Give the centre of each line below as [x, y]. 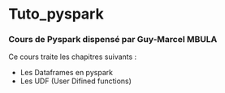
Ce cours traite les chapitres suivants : [73, 57]
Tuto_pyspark [56, 14]
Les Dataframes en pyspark [67, 73]
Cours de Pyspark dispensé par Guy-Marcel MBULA [113, 40]
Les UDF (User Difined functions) [76, 81]
